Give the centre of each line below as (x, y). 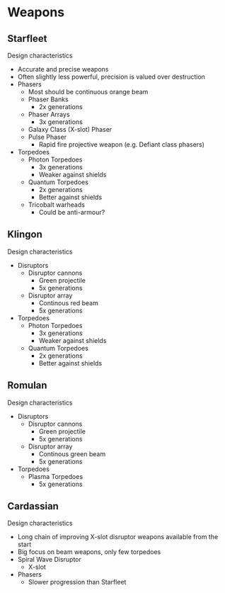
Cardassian (33, 506)
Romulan (27, 386)
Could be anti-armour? (72, 212)
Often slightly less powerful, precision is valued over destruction (111, 77)
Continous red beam (69, 303)
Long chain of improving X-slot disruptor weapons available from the (118, 537)
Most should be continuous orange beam (88, 92)
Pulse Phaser (47, 137)
